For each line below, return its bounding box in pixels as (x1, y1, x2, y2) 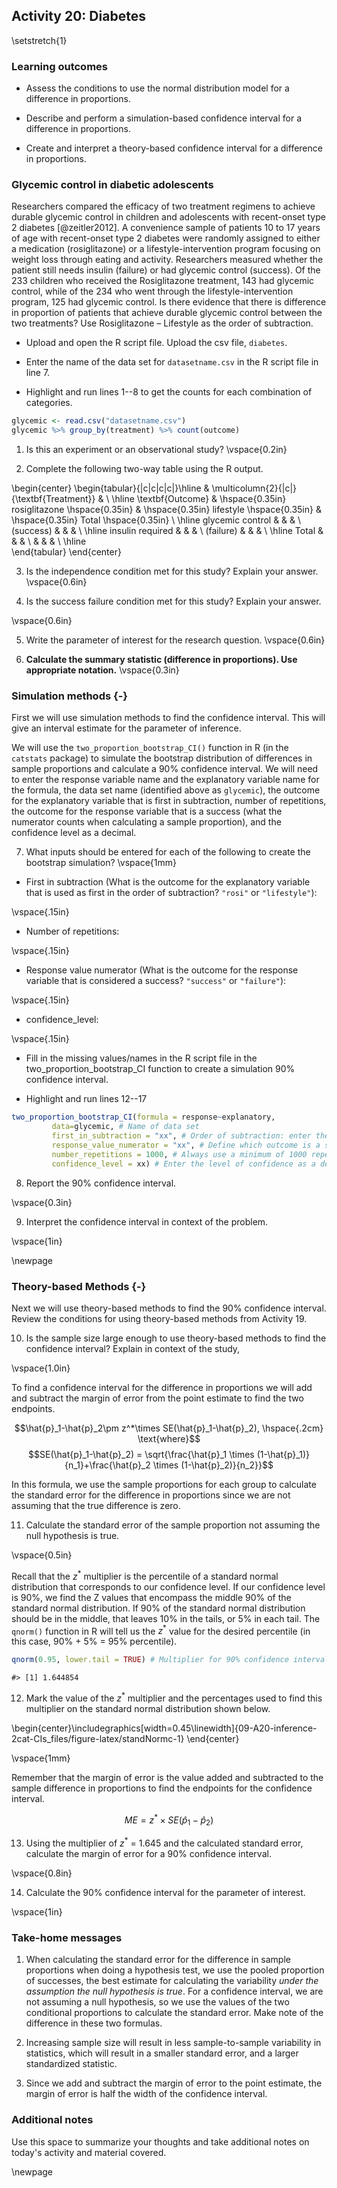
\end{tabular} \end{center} (11, 546, 122, 558)
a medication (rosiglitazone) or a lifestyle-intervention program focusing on (11, 243, 321, 255)
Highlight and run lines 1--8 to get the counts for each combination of (25, 386, 313, 398)
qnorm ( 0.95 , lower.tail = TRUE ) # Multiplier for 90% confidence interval (11, 1655, 330, 1665)
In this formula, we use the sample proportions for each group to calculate (11, 1479, 317, 1490)
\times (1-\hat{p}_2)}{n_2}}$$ (152, 1459, 274, 1471)
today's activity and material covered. (11, 2146, 167, 2158)
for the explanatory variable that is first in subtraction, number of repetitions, (11, 795, 327, 807)
